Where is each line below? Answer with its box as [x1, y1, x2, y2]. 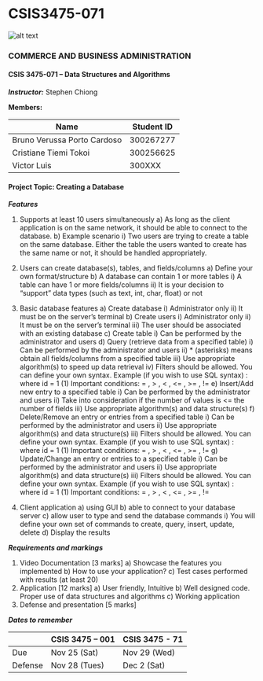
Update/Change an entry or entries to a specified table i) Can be [19, 454, 228, 464]
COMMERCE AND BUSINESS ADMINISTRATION [8, 50, 192, 61]
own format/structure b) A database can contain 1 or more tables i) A [19, 272, 242, 282]
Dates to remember [8, 615, 73, 625]
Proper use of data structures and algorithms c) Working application [19, 591, 240, 602]
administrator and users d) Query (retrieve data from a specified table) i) [19, 337, 254, 347]
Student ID [132, 121, 174, 132]
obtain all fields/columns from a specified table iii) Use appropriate [19, 354, 236, 363]
